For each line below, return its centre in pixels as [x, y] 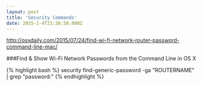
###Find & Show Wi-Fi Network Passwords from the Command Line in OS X [101, 59]
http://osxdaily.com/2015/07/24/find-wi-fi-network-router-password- [93, 41]
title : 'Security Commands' [42, 18]
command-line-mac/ [32, 47]
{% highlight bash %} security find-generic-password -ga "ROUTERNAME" [100, 70]
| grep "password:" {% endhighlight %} [55, 77]
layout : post [23, 12]
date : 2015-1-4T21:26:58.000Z [45, 23]
